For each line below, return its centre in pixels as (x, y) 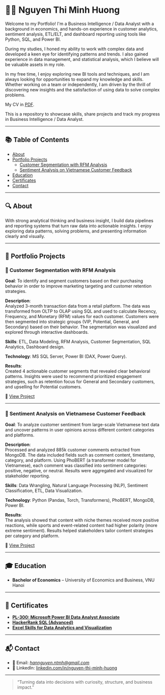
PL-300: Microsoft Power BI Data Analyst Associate (66, 617)
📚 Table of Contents (37, 140)
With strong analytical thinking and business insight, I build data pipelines (79, 220)
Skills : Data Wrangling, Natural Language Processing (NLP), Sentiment (77, 485)
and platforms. (20, 435)
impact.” (26, 687)
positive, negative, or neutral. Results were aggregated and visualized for (79, 470)
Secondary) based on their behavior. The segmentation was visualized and (81, 327)
